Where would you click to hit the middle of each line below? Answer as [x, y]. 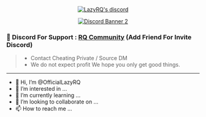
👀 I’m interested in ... [41, 89]
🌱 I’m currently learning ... [48, 96]
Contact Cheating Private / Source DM [79, 58]
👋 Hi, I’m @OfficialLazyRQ [48, 82]
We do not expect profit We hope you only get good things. [105, 65]
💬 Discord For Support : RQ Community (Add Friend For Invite [99, 37]
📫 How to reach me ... [44, 109]
